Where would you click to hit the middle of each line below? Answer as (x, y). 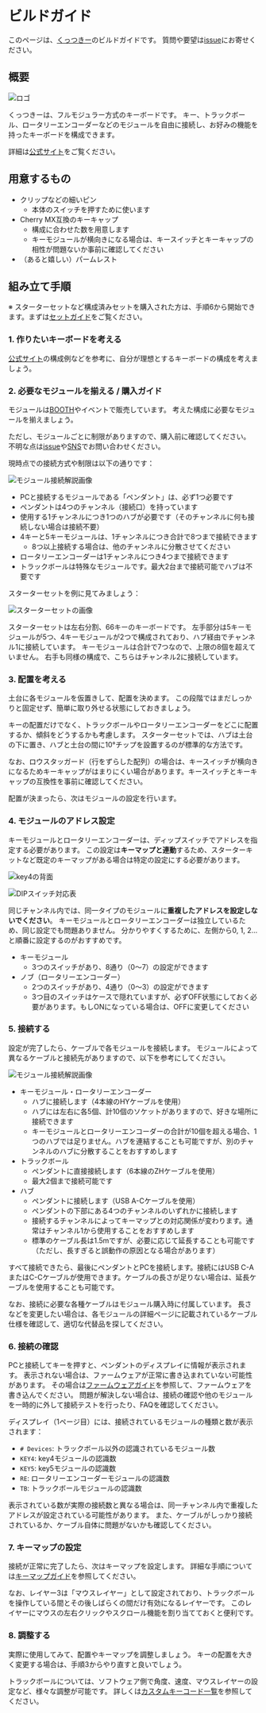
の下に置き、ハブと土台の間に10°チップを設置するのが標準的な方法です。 (128, 745)
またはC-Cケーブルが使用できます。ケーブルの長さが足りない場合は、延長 (129, 1277)
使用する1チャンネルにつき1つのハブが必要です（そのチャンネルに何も (134, 516)
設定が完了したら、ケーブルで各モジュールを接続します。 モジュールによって (133, 1047)
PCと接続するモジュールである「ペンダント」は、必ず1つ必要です (127, 496)
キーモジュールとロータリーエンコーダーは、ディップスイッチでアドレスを (130, 839)
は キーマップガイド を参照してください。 (74, 1576)
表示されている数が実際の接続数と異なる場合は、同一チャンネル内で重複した (133, 1505)
